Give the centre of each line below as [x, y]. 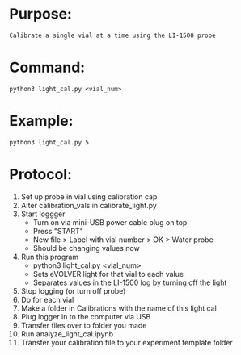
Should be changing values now [86, 248]
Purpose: [40, 14]
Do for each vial [47, 299]
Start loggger [43, 214]
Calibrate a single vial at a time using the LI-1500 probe [113, 35]
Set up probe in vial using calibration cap [89, 196]
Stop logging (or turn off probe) [73, 290]
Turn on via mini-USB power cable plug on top [110, 222]
